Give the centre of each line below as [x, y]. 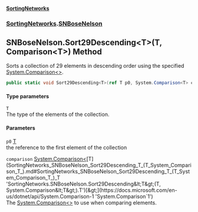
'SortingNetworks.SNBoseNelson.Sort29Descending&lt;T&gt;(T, [83, 184]
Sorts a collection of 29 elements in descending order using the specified [95, 66]
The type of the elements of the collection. [58, 114]
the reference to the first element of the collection [67, 147]
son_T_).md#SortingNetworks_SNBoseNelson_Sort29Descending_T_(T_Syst [98, 171]
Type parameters [28, 96]
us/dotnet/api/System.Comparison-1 [50, 196]
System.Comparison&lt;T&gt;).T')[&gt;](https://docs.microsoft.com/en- [92, 190]
